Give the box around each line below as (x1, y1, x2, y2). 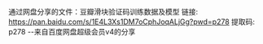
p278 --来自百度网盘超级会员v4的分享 (8, 27, 136, 36)
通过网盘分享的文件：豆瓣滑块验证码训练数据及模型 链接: (8, 7, 198, 16)
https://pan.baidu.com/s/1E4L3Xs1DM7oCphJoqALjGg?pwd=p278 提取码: (8, 17, 255, 26)
